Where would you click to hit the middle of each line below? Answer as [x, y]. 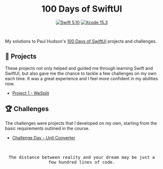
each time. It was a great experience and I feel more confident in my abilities [81, 78]
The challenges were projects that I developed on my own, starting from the [81, 123]
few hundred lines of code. [82, 162]
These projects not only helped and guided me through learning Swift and [79, 68]
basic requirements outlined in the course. [47, 128]
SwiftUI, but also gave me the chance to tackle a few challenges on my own [81, 73]
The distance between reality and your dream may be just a [82, 157]
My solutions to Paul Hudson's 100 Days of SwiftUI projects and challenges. [81, 41]
